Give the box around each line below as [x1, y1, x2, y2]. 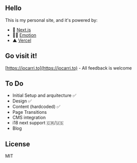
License [5, 140, 30, 148]
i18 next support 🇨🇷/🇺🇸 [12, 120, 64, 126]
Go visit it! [5, 52, 37, 60]
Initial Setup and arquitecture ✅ [12, 92, 77, 98]
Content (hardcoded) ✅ [12, 104, 61, 110]
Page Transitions [12, 109, 47, 115]
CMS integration [12, 114, 46, 121]
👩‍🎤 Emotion [12, 32, 36, 38]
